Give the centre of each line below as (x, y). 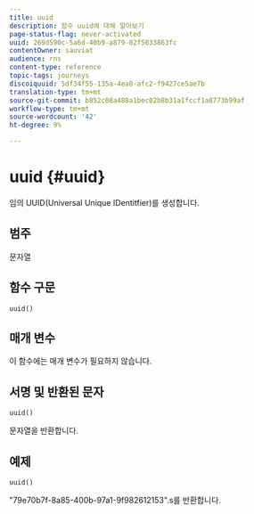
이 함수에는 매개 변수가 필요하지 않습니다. (81, 361)
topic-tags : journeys (49, 76)
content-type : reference (55, 68)
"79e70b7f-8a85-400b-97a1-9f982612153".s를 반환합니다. (115, 500)
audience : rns (36, 59)
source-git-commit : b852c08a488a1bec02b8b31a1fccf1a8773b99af (127, 100)
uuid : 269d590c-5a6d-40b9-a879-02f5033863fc (93, 42)
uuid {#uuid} (57, 177)
